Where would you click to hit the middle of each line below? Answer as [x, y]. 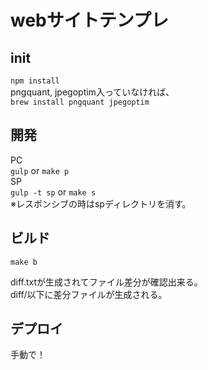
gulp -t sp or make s [53, 192]
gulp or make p [40, 170]
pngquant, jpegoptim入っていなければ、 [92, 92]
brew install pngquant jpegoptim [80, 102]
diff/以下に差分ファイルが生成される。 [89, 294]
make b [24, 262]
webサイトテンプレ [89, 20]
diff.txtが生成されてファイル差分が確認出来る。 [106, 282]
